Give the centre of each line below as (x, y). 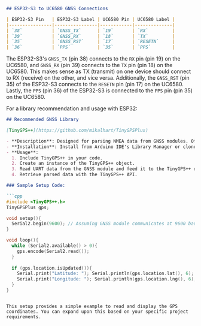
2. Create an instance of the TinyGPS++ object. (73, 164)
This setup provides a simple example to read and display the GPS (92, 306)
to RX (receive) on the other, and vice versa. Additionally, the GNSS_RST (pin (98, 78)
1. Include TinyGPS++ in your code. (57, 158)
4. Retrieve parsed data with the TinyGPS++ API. (74, 175)
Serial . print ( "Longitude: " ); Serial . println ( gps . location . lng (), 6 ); (107, 279)
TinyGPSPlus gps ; (28, 207)
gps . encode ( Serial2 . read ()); (53, 251)
